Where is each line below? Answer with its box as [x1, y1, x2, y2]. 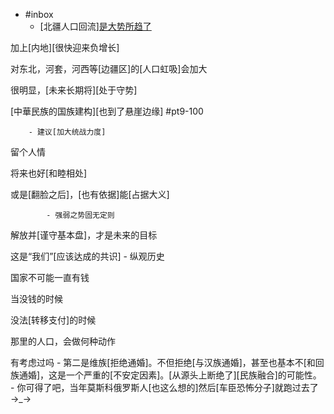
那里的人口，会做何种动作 [10, 335, 116, 347]
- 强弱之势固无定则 [46, 210, 115, 220]
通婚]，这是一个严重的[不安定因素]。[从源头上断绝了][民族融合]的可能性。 [18, 369, 322, 381]
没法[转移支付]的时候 [10, 314, 97, 326]
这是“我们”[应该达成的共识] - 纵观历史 [10, 250, 165, 262]
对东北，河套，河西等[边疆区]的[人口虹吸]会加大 [10, 63, 208, 74]
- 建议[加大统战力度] [28, 127, 107, 137]
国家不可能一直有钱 [10, 272, 90, 283]
